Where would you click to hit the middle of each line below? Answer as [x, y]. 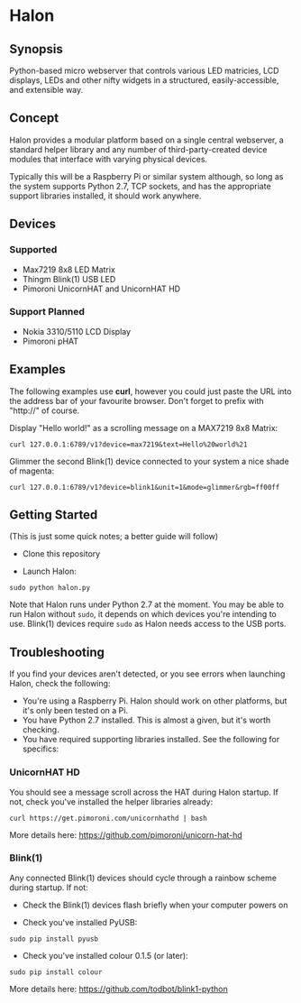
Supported [33, 250]
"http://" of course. [45, 410]
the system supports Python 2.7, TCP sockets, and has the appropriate [141, 186]
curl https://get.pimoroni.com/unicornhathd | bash [108, 818]
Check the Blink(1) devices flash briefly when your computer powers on [155, 905]
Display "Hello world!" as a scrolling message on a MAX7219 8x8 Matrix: [144, 428]
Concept [34, 118]
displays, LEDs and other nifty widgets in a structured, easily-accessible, [144, 80]
